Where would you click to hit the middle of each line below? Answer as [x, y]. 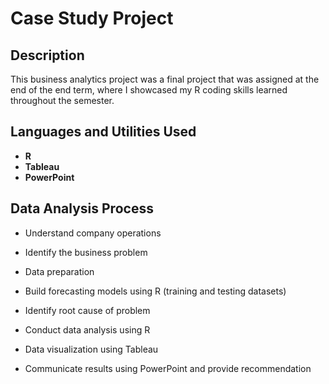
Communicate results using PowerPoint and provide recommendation [168, 368]
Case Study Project [92, 18]
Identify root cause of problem [87, 310]
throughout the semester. [62, 100]
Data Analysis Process [82, 208]
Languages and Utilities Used [103, 132]
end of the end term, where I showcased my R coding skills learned [149, 90]
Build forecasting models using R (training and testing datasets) [155, 291]
